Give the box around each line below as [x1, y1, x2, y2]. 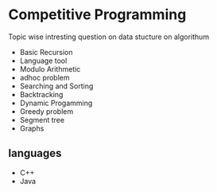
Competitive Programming [8, 6, 187, 24]
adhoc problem [19, 72, 70, 82]
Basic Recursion [19, 47, 73, 57]
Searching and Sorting [19, 81, 94, 91]
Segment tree [19, 115, 65, 124]
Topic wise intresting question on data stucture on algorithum [8, 32, 209, 41]
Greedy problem [19, 106, 74, 116]
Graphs [19, 123, 45, 133]
